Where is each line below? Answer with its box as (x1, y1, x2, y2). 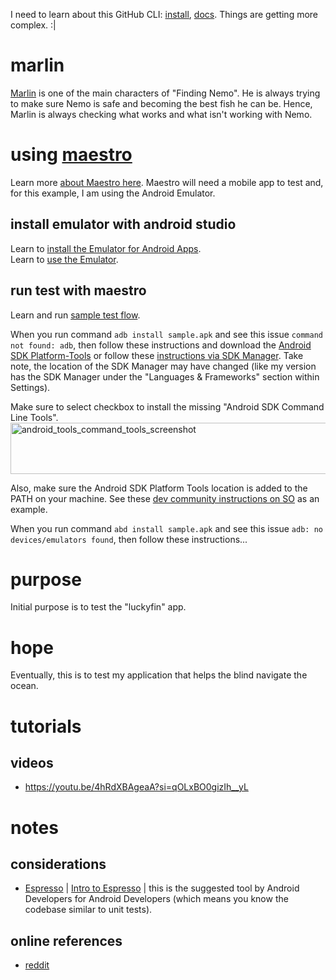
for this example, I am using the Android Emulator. (10, 187, 216, 199)
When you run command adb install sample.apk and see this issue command (10, 328, 323, 340)
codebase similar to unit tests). (24, 904, 153, 916)
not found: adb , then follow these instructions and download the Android (10, 339, 312, 351)
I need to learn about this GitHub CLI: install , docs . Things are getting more (10, 9, 319, 20)
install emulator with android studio (10, 216, 237, 233)
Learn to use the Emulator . (10, 253, 119, 265)
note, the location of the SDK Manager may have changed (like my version (10, 360, 317, 372)
